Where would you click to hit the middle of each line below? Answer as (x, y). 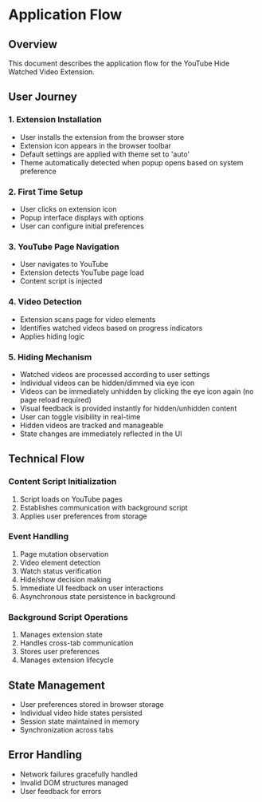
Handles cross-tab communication (76, 643)
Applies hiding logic (52, 336)
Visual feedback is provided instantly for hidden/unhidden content (128, 408)
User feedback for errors (61, 791)
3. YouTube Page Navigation (64, 247)
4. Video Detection (45, 302)
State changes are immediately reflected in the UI (101, 434)
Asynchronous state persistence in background (98, 596)
